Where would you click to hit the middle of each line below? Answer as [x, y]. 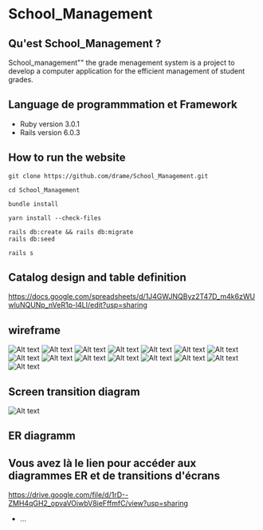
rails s [21, 253]
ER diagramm [42, 436]
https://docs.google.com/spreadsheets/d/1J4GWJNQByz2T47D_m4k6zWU [132, 297]
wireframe [35, 330]
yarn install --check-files [55, 218]
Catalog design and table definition [97, 278]
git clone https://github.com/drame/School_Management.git [108, 176]
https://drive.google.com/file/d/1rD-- [69, 495]
